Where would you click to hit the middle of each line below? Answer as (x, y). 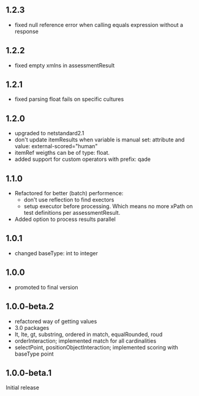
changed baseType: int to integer (56, 253)
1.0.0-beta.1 (29, 373)
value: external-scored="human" (56, 146)
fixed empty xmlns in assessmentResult (65, 65)
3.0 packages (32, 327)
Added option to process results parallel (65, 219)
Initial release (22, 387)
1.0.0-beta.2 (30, 306)
